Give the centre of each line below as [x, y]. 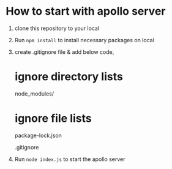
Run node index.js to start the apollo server [70, 159]
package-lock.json [38, 135]
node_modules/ [34, 94]
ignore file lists [53, 118]
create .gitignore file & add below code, [64, 52]
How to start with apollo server [86, 11]
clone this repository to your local [57, 28]
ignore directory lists [69, 77]
